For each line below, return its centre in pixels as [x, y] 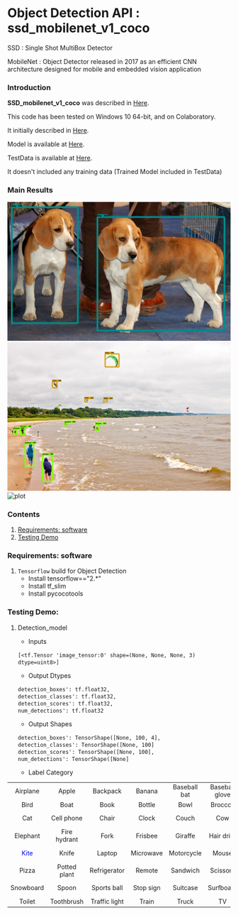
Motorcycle [185, 853]
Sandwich [186, 870]
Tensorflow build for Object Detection [72, 571]
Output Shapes [50, 724]
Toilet [27, 902]
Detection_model [42, 628]
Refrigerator [107, 870]
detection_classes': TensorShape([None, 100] [86, 745]
